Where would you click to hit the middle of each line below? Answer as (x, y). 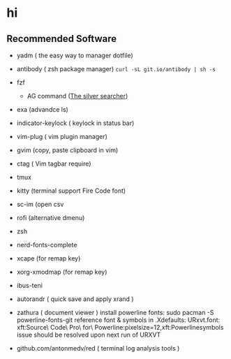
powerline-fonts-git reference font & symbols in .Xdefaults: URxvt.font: (118, 320)
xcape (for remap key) (49, 258)
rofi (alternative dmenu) (51, 218)
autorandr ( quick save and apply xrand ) (75, 299)
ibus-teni (30, 285)
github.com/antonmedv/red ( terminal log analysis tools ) (98, 348)
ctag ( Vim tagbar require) (54, 163)
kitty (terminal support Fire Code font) (71, 191)
